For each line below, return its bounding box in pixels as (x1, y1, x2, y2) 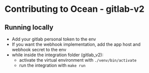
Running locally (4, 23, 54, 32)
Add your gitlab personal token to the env (11, 36, 96, 42)
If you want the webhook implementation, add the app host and (11, 41, 141, 47)
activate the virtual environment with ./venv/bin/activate (19, 57, 137, 63)
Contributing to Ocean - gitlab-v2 (4, 3, 145, 15)
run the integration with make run (19, 63, 86, 68)
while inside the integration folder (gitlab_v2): (11, 52, 104, 58)
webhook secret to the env (11, 47, 67, 52)
